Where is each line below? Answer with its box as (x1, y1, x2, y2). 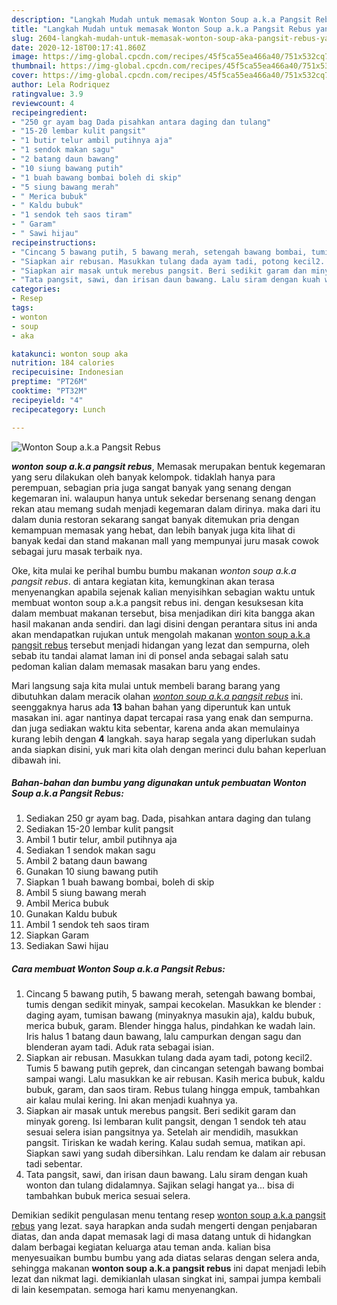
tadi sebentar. (25, 1158, 83, 1170)
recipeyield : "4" (11, 395, 84, 405)
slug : (11, 33, 34, 43)
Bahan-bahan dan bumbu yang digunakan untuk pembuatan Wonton (11, 777, 307, 789)
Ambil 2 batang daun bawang (25, 855, 148, 867)
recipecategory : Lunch (11, 404, 106, 415)
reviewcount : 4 (11, 98, 75, 108)
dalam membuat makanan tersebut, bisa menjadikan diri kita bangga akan (11, 607, 316, 619)
